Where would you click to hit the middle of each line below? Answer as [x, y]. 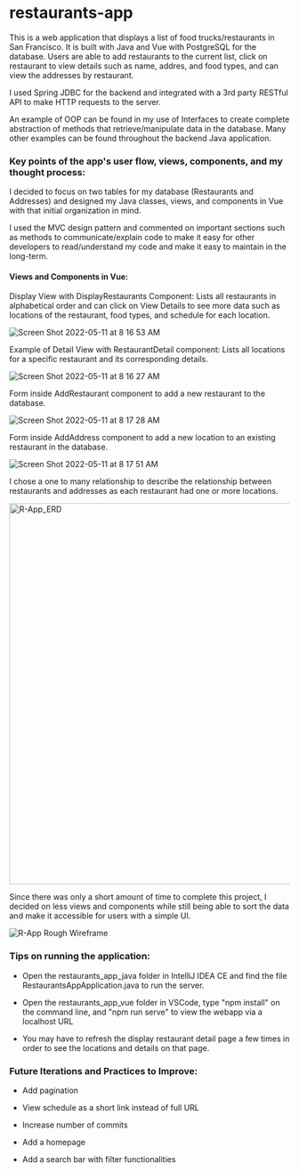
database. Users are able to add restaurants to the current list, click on [139, 56]
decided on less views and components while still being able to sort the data [149, 907]
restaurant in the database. [59, 447]
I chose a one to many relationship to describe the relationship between [141, 481]
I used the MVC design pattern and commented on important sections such [147, 228]
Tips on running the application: [80, 957]
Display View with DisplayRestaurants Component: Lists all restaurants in [143, 296]
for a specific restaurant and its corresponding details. [109, 360]
